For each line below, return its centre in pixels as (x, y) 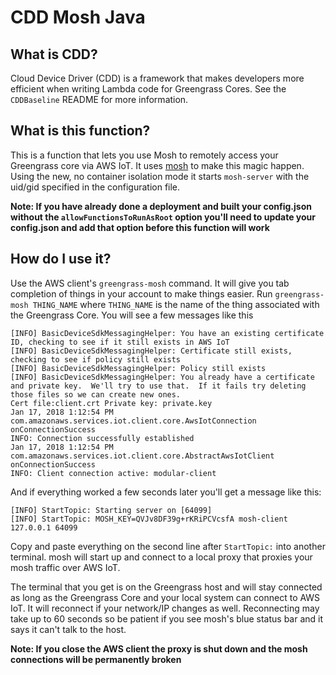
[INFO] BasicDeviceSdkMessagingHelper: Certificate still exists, (151, 351)
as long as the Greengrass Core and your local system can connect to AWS (165, 597)
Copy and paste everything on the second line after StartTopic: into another (168, 546)
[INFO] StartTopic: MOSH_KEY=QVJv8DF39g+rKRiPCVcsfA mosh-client (149, 519)
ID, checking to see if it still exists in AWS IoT (120, 342)
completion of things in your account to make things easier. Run (141, 293)
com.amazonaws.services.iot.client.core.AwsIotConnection (133, 421)
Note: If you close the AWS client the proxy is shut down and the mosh (159, 648)
